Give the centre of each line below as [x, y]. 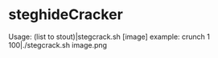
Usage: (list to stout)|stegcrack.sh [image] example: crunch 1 [109, 37]
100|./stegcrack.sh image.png [58, 44]
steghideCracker [66, 15]
